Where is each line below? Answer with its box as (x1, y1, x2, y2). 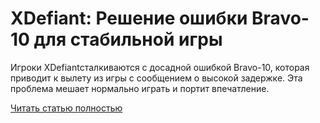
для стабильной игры (33, 28, 223, 51)
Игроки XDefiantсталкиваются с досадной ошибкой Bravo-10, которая (10, 61, 310, 73)
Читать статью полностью (10, 102, 123, 114)
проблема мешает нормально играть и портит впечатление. (10, 82, 270, 94)
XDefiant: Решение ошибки (10, 7, 248, 30)
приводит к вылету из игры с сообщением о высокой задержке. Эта (10, 72, 303, 84)
